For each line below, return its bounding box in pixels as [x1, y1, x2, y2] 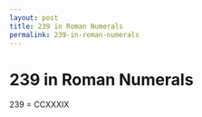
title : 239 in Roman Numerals [9, 22, 124, 31]
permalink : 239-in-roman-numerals [9, 30, 140, 39]
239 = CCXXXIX [9, 99, 70, 110]
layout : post [9, 13, 59, 23]
